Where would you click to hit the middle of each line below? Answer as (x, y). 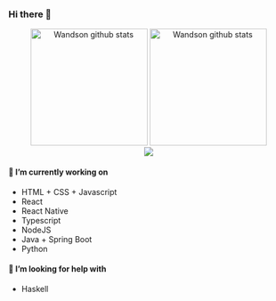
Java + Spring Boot (57, 239)
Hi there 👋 (30, 14)
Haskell (35, 289)
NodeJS (36, 230)
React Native (45, 211)
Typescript (41, 220)
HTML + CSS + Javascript (69, 191)
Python (34, 248)
